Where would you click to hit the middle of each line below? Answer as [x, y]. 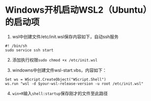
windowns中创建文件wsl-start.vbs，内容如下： [59, 70]
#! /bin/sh [16, 46]
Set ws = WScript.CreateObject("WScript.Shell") [56, 79]
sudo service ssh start [29, 50]
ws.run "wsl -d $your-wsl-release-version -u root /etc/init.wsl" [74, 83]
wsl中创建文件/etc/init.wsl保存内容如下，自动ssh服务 [65, 37]
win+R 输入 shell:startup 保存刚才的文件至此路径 [60, 93]
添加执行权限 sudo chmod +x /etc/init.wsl [55, 60]
